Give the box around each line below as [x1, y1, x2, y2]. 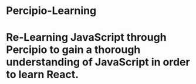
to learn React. [6, 68, 79, 81]
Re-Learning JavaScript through [6, 31, 167, 44]
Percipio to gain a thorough [6, 43, 141, 57]
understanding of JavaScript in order [6, 55, 190, 69]
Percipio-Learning [6, 4, 97, 17]
